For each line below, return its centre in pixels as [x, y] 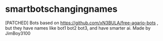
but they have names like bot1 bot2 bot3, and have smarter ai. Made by [78, 28]
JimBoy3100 [18, 33]
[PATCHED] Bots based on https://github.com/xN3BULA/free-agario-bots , [82, 23]
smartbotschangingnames [61, 9]
